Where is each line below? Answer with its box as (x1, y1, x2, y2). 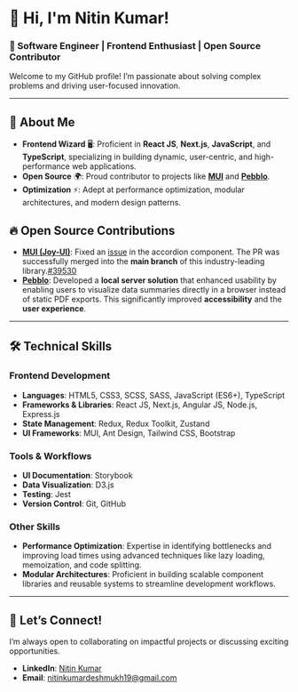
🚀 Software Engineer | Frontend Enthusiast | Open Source (9, 40, 262, 52)
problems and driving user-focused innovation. (9, 80, 181, 92)
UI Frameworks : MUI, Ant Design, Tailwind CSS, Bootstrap (21, 427, 236, 439)
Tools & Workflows (9, 449, 92, 462)
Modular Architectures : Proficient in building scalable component (21, 569, 264, 580)
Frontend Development (9, 369, 111, 382)
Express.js (21, 408, 60, 419)
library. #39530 (21, 266, 77, 277)
